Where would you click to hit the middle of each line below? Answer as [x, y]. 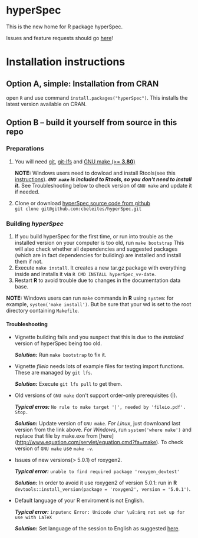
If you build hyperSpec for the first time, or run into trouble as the [94, 236]
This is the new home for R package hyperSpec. [65, 27]
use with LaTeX [33, 518]
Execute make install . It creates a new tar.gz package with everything [100, 268]
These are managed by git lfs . [53, 373]
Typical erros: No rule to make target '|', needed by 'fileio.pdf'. [100, 407]
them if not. [29, 261]
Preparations [25, 149]
